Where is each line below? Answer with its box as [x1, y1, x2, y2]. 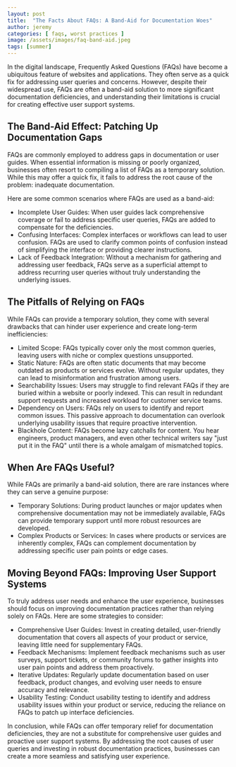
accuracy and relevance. [17, 686, 89, 694]
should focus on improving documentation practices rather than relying [7, 604, 214, 613]
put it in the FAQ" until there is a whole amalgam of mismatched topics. [17, 441, 223, 450]
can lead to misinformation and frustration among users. [17, 373, 181, 382]
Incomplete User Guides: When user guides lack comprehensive [17, 208, 204, 216]
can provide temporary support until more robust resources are [17, 517, 201, 525]
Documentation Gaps [7, 131, 103, 144]
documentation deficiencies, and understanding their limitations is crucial [7, 93, 221, 101]
